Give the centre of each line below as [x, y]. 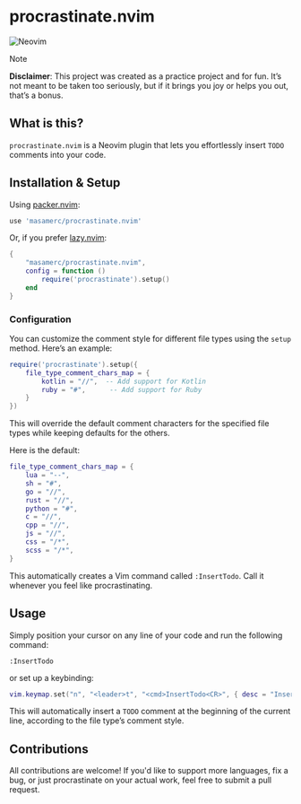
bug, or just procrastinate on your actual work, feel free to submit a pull [141, 780]
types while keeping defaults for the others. [90, 433]
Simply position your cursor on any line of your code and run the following [146, 635]
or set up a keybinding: [52, 677]
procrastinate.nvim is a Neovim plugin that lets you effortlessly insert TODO [147, 144]
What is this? [47, 123]
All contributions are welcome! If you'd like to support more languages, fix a [149, 771]
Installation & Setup [65, 183]
